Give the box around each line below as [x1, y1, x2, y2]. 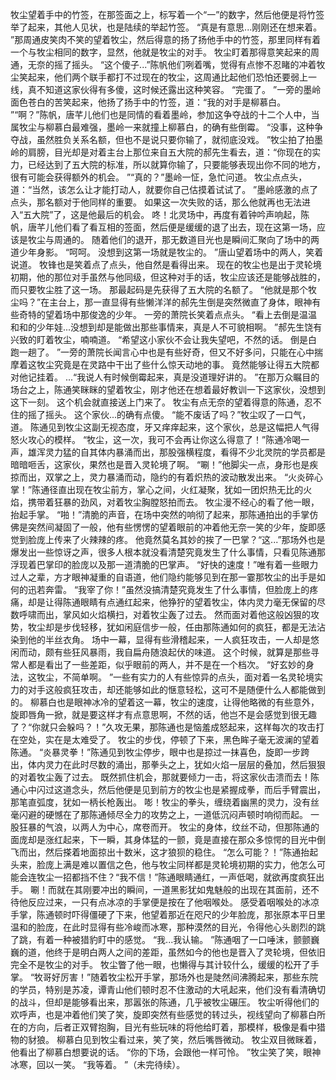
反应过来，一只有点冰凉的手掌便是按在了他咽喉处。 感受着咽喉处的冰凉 [27, 896, 320, 908]
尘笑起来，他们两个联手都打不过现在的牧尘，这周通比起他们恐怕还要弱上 [10, 71, 308, 83]
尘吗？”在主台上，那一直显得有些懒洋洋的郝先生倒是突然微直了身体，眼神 [10, 296, 313, 308]
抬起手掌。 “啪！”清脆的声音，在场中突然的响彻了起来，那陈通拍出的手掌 [10, 509, 310, 520]
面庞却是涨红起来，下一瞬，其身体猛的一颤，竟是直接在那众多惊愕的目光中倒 [10, 834, 326, 845]
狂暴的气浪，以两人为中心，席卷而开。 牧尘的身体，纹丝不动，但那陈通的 [18, 821, 320, 833]
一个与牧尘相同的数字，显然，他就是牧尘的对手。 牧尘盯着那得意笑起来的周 [10, 46, 320, 58]
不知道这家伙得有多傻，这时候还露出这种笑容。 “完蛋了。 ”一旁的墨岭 [36, 84, 322, 95]
